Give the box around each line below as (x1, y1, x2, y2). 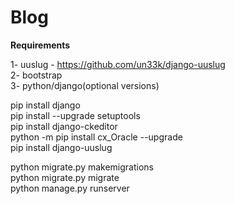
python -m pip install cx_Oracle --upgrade (10, 131, 183, 143)
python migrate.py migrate (10, 171, 120, 183)
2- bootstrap (10, 69, 63, 81)
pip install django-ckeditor (10, 120, 118, 132)
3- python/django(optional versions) (10, 79, 160, 91)
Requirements (10, 39, 71, 51)
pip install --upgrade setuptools (10, 109, 141, 121)
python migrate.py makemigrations (10, 161, 155, 173)
